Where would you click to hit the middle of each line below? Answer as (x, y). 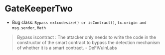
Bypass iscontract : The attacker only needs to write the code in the (86, 37)
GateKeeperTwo (39, 9)
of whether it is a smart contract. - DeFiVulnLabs (67, 48)
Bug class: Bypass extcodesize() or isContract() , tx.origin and (79, 22)
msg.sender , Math (29, 27)
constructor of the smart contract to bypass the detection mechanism (88, 42)
